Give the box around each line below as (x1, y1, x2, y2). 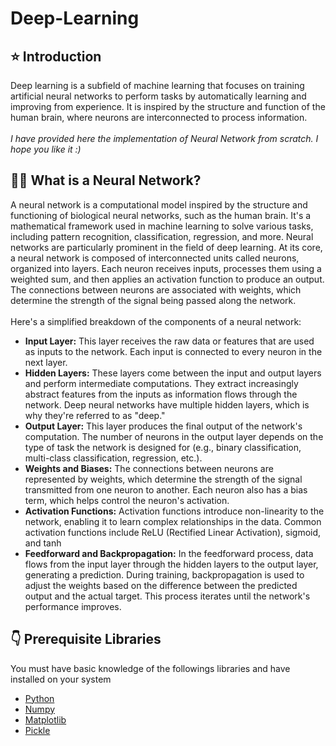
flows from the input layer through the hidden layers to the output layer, (24, 558, 319, 570)
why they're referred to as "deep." (24, 409, 166, 421)
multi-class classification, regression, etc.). (24, 452, 203, 464)
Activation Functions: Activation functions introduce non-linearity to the (24, 505, 325, 517)
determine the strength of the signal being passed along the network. (10, 294, 297, 306)
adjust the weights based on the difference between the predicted (24, 579, 298, 591)
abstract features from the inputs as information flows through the (24, 388, 298, 400)
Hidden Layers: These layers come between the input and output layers (24, 367, 322, 379)
